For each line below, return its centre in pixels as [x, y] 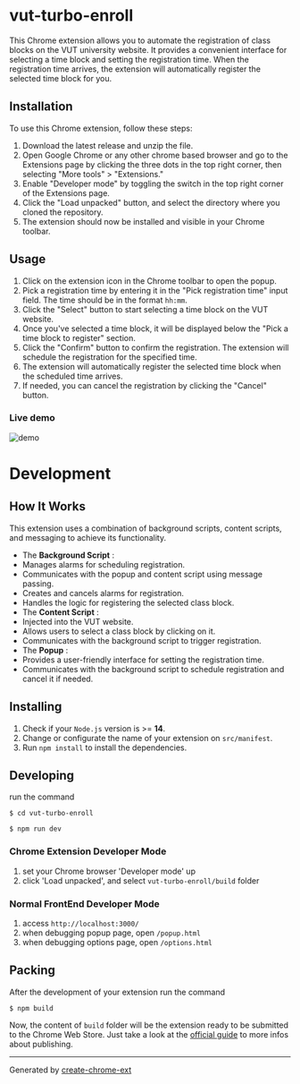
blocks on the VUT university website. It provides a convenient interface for [148, 49]
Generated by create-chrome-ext [71, 1070]
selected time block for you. [61, 78]
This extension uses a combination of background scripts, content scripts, [146, 528]
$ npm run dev [36, 829]
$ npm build [31, 1008]
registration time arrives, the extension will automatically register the [135, 69]
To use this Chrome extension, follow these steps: [101, 128]
